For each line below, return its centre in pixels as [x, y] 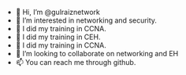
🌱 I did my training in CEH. [58, 37]
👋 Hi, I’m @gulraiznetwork [58, 12]
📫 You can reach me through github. [76, 62]
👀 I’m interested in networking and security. [86, 20]
